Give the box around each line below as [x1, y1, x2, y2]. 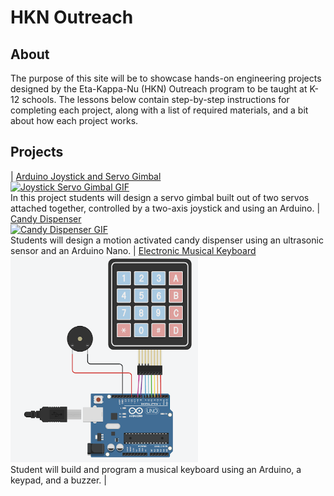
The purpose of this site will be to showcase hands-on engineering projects [10, 72, 322, 84]
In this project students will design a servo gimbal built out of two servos [10, 191, 310, 203]
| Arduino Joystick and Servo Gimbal [10, 170, 162, 182]
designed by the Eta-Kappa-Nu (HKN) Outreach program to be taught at [10, 83, 308, 95]
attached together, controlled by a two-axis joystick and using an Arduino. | [10, 202, 321, 214]
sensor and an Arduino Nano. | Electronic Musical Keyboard [10, 244, 257, 256]
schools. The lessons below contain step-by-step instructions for [21, 94, 290, 105]
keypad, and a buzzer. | [10, 474, 107, 486]
